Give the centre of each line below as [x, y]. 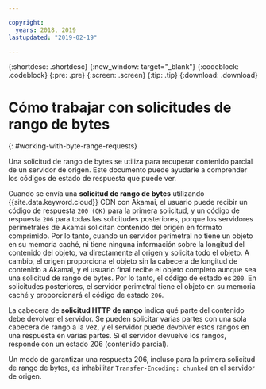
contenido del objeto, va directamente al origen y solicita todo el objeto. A [129, 253]
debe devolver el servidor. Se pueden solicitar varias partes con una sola [127, 319]
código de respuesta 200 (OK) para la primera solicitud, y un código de [124, 210]
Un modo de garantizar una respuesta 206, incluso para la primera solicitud [132, 360]
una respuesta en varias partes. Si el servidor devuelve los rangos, [117, 336]
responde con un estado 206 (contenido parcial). [89, 344]
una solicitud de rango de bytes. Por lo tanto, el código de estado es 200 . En [132, 278]
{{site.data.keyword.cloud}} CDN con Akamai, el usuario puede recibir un [128, 202]
